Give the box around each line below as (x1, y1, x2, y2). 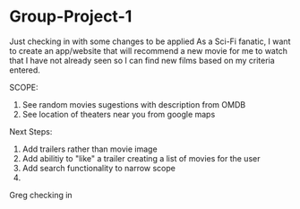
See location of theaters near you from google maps (21, 109, 216, 119)
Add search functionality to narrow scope (21, 162, 176, 173)
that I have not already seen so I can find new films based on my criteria (9, 55, 275, 65)
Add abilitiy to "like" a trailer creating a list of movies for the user (21, 152, 261, 163)
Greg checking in (9, 189, 73, 200)
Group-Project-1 (9, 6, 133, 27)
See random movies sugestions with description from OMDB (21, 99, 246, 109)
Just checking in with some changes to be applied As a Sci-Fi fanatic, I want (9, 36, 291, 47)
